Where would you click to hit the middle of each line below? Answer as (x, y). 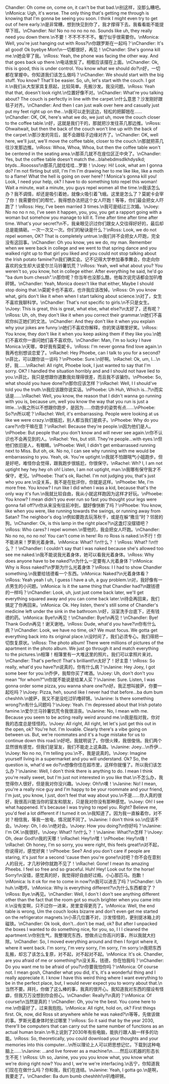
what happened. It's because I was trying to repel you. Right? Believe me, (81, 807)
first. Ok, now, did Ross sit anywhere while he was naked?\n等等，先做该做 (82, 1014)
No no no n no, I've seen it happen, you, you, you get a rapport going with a (83, 212)
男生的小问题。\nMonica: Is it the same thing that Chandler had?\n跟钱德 (84, 586)
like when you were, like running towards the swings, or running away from (83, 511)
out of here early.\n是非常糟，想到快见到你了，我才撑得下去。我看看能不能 (82, 24)
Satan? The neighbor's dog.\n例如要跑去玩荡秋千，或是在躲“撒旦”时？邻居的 (84, 517)
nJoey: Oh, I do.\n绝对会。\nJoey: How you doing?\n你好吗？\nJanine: (89, 826)
